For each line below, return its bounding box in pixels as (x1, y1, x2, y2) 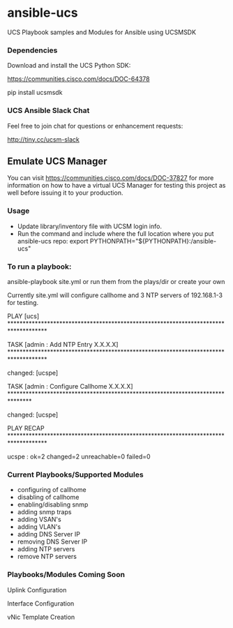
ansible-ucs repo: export (17, 237, 89, 245)
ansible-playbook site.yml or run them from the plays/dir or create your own (7, 277, 225, 285)
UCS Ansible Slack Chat (7, 106, 90, 116)
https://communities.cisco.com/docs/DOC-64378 (7, 75, 150, 83)
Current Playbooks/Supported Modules (7, 470, 144, 479)
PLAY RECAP (7, 424, 45, 432)
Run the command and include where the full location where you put (17, 229, 214, 238)
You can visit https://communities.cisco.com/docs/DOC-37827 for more (7, 174, 214, 182)
